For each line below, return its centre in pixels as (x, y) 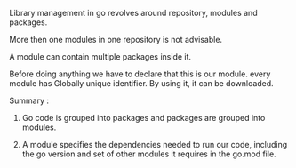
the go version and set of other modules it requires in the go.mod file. (149, 154)
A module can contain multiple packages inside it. (100, 56)
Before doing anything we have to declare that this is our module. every (140, 74)
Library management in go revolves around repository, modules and (133, 13)
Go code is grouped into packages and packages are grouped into (144, 118)
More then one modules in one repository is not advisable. (116, 40)
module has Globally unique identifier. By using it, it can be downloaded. (141, 83)
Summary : (29, 100)
